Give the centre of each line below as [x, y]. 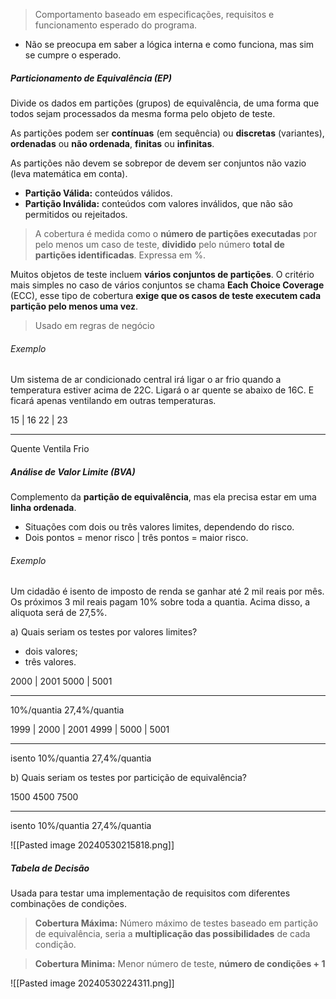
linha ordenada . [43, 508]
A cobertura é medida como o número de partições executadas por [176, 233]
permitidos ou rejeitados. [76, 214]
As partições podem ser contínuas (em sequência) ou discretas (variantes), [167, 133]
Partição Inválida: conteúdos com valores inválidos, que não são [158, 203]
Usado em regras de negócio [94, 325]
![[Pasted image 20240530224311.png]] [92, 983]
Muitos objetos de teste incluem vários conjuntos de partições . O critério [162, 274]
